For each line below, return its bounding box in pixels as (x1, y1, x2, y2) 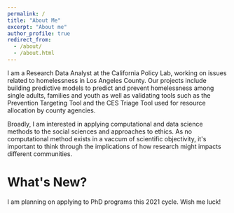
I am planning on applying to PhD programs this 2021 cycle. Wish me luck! (7, 198, 221, 206)
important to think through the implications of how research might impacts (7, 142, 222, 150)
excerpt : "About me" (7, 23, 68, 30)
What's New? (7, 174, 88, 191)
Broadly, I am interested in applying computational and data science (7, 120, 203, 128)
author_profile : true (7, 30, 71, 37)
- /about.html (13, 50, 55, 57)
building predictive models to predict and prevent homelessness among (7, 84, 214, 92)
